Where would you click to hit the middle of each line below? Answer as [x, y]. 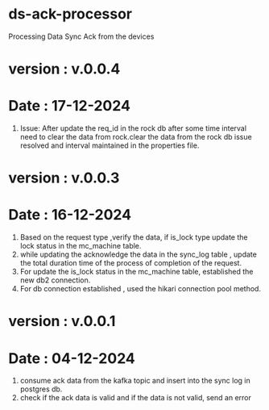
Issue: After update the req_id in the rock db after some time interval [133, 128]
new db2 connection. [55, 280]
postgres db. [41, 389]
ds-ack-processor [70, 14]
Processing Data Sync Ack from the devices [81, 36]
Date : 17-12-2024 [70, 106]
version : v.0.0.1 [62, 322]
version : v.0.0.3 [64, 178]
